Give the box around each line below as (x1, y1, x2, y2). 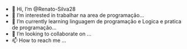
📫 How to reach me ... (11, 37, 66, 44)
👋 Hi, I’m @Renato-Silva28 (11, 6, 76, 12)
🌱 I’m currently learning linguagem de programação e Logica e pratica (11, 18, 182, 24)
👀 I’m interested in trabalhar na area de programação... (11, 12, 144, 19)
